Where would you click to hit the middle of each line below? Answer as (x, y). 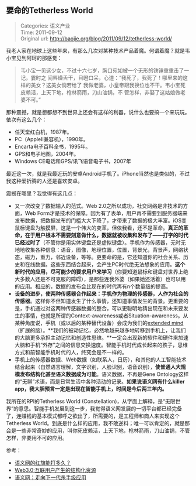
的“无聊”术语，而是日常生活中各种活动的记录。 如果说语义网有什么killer (99, 381)
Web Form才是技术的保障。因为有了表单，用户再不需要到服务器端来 (106, 213)
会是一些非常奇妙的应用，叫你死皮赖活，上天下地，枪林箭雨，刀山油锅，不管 (98, 430)
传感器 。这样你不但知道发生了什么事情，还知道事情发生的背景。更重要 (99, 301)
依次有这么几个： (27, 119)
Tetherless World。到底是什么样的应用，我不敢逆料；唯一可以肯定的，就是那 (98, 423)
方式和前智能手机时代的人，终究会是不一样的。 (71, 352)
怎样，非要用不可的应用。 (37, 437)
